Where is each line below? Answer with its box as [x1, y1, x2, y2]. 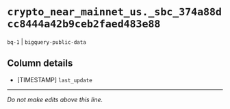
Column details [7, 58, 73, 69]
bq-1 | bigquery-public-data [7, 37, 87, 46]
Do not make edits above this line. [7, 95, 103, 104]
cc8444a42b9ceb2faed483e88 [7, 18, 161, 31]
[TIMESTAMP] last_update [16, 75, 92, 84]
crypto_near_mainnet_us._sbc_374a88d [7, 5, 222, 19]
